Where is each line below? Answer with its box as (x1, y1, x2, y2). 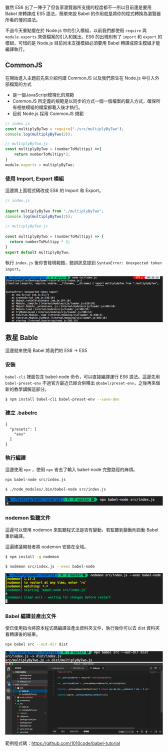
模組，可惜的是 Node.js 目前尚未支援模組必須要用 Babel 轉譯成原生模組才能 (5, 40, 160, 46)
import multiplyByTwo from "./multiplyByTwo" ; (5, 208, 104, 213)
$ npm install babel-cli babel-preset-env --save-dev (5, 396, 120, 401)
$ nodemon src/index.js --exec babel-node (5, 564, 95, 569)
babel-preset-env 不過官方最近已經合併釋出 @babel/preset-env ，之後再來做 (5, 379, 161, 386)
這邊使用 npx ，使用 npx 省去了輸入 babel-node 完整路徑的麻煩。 (5, 466, 138, 472)
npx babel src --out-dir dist (5, 642, 68, 647)
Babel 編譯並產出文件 (5, 613, 56, 620)
